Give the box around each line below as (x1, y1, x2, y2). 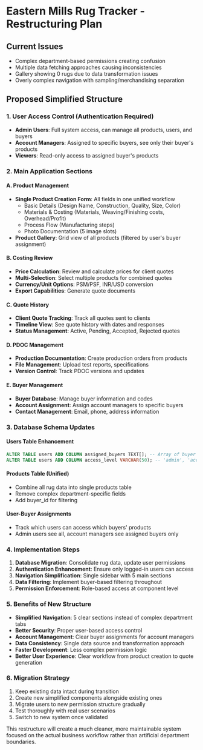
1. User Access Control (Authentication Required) (6, 112, 154, 121)
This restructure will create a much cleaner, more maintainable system (6, 725, 181, 732)
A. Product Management (6, 182, 69, 189)
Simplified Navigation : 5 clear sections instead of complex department (14, 614, 193, 621)
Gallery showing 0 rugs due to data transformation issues (14, 70, 158, 77)
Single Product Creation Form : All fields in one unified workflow (14, 195, 175, 202)
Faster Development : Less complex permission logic (14, 646, 147, 653)
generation (14, 659, 42, 666)
